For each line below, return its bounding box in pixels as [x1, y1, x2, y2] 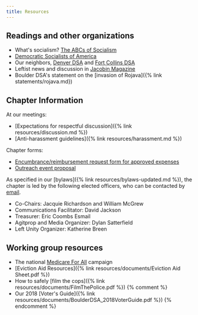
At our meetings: [6, 111, 47, 118]
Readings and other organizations [6, 31, 135, 41]
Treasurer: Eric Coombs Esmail [14, 213, 91, 220]
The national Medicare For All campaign [14, 259, 113, 266]
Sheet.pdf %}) [14, 271, 51, 278]
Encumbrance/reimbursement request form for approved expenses [14, 158, 180, 165]
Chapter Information [6, 95, 83, 105]
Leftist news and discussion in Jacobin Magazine [14, 65, 136, 73]
